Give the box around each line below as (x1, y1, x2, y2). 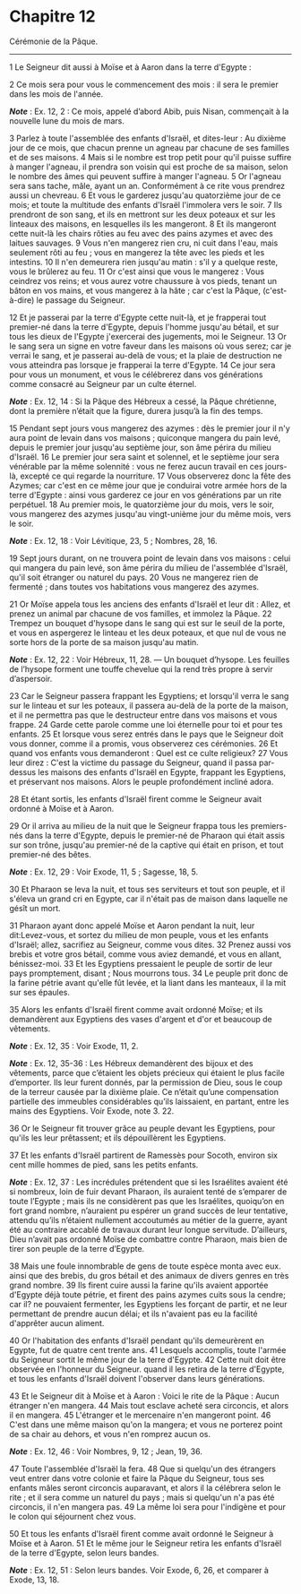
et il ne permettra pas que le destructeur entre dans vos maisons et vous (9, 710, 278, 720)
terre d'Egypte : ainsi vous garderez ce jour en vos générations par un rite (9, 489, 282, 500)
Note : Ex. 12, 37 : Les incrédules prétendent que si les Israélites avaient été (9, 1176, 288, 1187)
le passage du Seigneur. (36, 294, 125, 306)
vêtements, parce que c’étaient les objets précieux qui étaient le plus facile (9, 1067, 285, 1078)
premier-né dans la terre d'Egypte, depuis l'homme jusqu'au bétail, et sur (9, 321, 279, 332)
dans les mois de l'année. (9, 88, 104, 99)
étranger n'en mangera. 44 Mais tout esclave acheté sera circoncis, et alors (9, 1400, 289, 1410)
